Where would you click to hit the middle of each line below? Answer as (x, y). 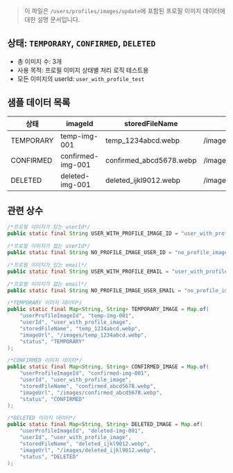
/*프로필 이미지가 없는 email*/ (48, 284)
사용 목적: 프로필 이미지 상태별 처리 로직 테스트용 (83, 70)
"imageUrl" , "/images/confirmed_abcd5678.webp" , (91, 393)
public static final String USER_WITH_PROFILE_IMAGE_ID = (93, 234)
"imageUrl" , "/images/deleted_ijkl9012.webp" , (88, 450)
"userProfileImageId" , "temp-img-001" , (77, 316)
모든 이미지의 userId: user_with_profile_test (81, 78)
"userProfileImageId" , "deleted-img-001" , (82, 431)
